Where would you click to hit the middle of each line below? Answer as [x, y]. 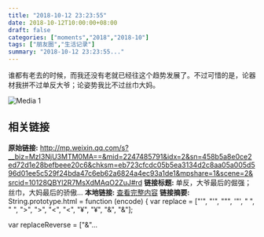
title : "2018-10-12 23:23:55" [58, 15]
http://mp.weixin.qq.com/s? [84, 148]
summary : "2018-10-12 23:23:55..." [66, 52]
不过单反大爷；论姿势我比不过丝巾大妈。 [94, 85]
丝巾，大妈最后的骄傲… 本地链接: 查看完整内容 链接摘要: [99, 192]
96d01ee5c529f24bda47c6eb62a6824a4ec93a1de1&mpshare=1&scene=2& [131, 173]
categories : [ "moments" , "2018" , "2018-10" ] [79, 37]
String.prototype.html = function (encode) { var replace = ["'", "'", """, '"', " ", [132, 201]
